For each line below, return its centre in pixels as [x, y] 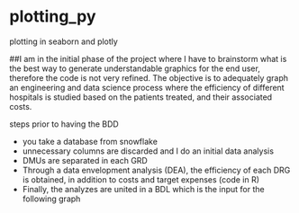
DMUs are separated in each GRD [85, 160]
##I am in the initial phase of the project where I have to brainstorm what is [148, 58]
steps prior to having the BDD [64, 124]
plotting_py [53, 17]
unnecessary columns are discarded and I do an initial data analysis [148, 151]
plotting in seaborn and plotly [64, 41]
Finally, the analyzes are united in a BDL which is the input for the [143, 189]
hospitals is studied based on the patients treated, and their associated [141, 97]
